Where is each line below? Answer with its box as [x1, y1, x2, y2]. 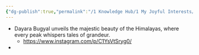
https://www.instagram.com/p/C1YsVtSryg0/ [23, 37, 132, 44]
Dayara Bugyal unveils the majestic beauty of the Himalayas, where [14, 25, 179, 32]
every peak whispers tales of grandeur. [14, 31, 110, 38]
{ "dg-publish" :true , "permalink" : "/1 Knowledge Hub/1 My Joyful [5, 8, 166, 15]
